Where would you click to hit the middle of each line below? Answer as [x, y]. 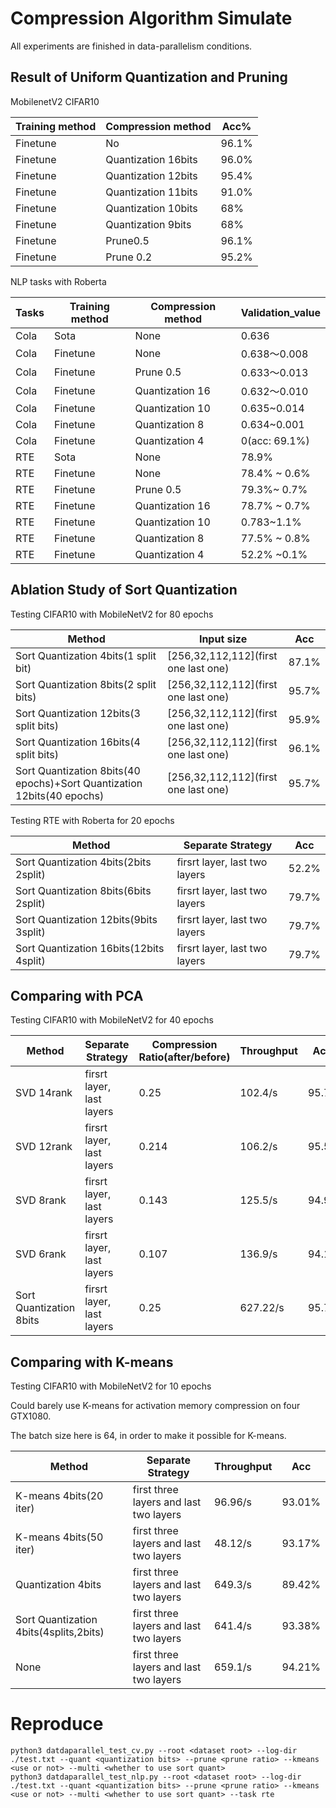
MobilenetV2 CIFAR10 [55, 101]
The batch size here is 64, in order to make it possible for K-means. [148, 1436]
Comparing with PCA [77, 995]
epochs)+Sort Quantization [79, 783]
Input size [223, 639]
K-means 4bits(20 [59, 1496]
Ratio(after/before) [184, 1057]
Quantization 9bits [148, 224]
